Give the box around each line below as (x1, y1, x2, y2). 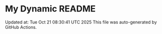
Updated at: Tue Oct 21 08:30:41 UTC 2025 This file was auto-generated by (5, 19, 157, 25)
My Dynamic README (5, 3, 96, 14)
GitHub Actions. (5, 24, 37, 30)
